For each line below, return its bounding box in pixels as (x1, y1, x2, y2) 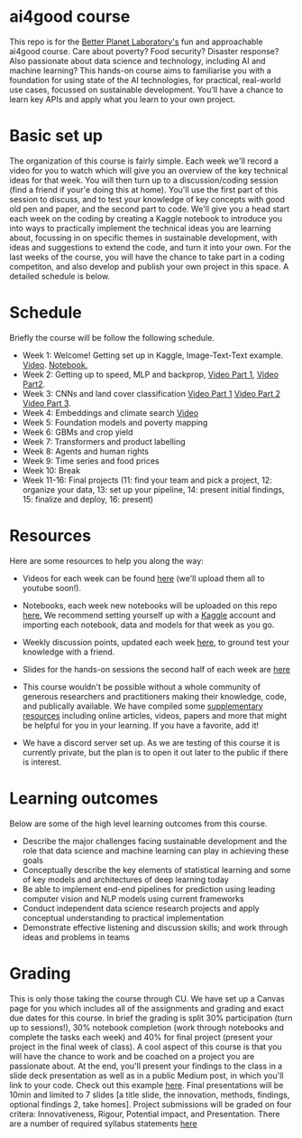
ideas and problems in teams (22, 931, 131, 942)
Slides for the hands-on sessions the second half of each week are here (22, 663, 291, 674)
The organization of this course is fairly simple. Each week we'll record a (9, 155, 279, 166)
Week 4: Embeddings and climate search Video (22, 407, 199, 418)
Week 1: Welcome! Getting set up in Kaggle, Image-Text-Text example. (22, 350, 284, 361)
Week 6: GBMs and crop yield (22, 427, 133, 437)
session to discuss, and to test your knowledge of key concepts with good (9, 193, 286, 204)
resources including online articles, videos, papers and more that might (22, 710, 288, 720)
